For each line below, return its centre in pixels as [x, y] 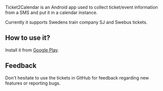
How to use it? [28, 38]
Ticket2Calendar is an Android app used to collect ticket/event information [81, 7]
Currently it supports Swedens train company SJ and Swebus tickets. [77, 22]
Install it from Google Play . [32, 50]
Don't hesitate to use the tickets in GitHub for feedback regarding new [77, 77]
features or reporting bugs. [33, 83]
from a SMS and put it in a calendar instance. [51, 12]
